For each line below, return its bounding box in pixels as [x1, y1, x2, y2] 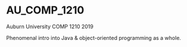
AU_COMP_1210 [6, 4, 85, 17]
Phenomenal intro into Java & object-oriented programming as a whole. [6, 34, 182, 41]
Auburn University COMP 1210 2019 [6, 23, 93, 30]
